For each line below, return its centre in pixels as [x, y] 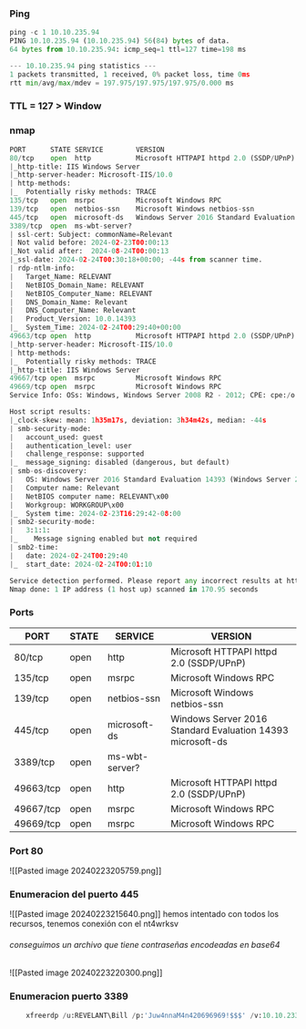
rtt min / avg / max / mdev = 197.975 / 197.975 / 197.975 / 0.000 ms [122, 83]
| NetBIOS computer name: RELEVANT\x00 [89, 496]
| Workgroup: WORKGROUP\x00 [67, 505]
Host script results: [51, 412]
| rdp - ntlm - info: [42, 268]
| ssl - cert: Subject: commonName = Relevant [91, 234]
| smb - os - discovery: [49, 471]
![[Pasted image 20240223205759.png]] [86, 870]
